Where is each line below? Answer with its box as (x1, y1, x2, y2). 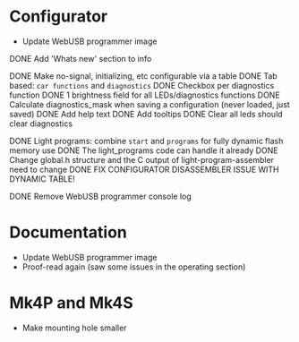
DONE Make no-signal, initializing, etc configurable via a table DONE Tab (9, 70, 278, 81)
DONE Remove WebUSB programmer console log (9, 191, 192, 201)
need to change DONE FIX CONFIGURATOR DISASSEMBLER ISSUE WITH (9, 164, 279, 175)
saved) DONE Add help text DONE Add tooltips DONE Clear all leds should (9, 108, 284, 119)
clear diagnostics (9, 118, 73, 129)
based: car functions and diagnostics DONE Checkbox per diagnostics (9, 80, 275, 90)
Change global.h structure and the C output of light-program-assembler (9, 154, 275, 165)
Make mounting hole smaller (21, 322, 127, 333)
